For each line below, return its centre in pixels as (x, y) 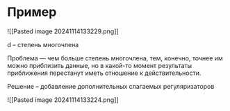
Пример (32, 12)
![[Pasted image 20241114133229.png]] (63, 31)
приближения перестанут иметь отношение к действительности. (104, 73)
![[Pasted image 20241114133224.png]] (63, 100)
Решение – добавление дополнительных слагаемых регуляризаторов (111, 86)
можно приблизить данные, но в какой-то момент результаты (100, 65)
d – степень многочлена (43, 44)
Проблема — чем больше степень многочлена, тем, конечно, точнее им (115, 58)
